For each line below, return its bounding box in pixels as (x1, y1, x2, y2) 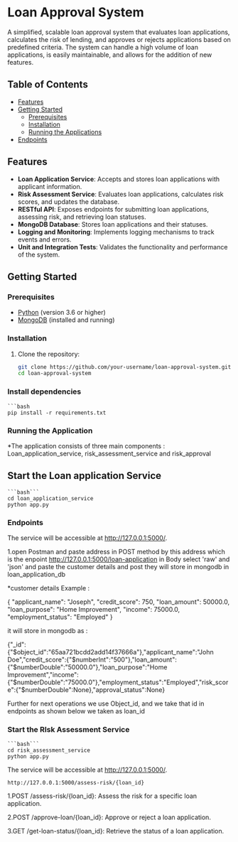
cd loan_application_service (7, 495, 94, 502)
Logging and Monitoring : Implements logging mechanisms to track (17, 227, 215, 236)
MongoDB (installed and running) (17, 315, 115, 324)
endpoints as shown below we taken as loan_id (7, 707, 146, 715)
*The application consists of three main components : (7, 441, 166, 450)
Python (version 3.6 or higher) (17, 308, 107, 317)
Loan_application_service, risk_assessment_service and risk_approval (7, 449, 212, 458)
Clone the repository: (17, 350, 80, 358)
